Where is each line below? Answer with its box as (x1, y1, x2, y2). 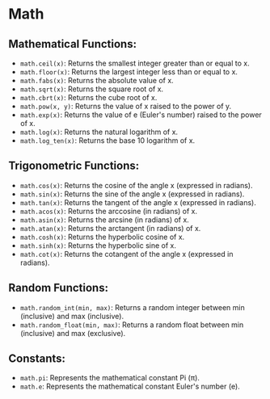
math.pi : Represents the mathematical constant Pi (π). (19, 373, 200, 383)
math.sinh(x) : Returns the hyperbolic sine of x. (19, 240, 176, 250)
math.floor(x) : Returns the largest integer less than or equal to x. (19, 67, 238, 77)
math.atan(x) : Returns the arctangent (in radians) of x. (19, 223, 201, 233)
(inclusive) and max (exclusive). (19, 328, 126, 338)
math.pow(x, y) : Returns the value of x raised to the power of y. (19, 102, 232, 111)
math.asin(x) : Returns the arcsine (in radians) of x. (19, 215, 190, 225)
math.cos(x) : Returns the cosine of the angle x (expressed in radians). (19, 180, 253, 190)
